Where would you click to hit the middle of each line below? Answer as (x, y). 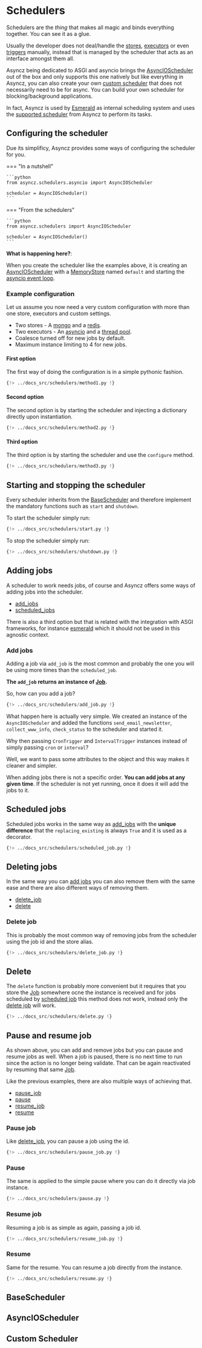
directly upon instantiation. (39, 417)
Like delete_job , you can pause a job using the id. (68, 1141)
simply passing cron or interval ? (47, 747)
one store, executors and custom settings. (59, 314)
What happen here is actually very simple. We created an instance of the (97, 716)
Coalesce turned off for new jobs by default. (70, 338)
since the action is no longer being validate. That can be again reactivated (98, 1063)
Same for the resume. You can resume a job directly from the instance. (94, 1267)
